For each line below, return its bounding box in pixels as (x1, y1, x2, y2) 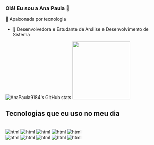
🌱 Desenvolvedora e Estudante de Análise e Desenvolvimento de (12, 26, 149, 32)
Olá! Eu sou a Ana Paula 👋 (5, 5, 70, 12)
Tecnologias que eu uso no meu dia (5, 109, 120, 118)
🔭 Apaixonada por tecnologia (5, 16, 66, 22)
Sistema (12, 32, 30, 38)
